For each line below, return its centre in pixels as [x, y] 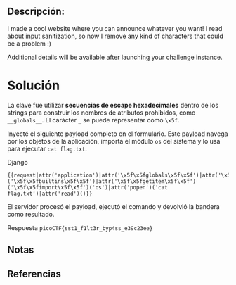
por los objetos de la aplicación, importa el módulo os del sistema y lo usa [114, 141]
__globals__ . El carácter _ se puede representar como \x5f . [93, 120]
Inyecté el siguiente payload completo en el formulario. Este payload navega [118, 134]
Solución [34, 85]
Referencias [34, 274]
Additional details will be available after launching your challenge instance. [115, 57]
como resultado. [31, 214]
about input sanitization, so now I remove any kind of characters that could [115, 36]
